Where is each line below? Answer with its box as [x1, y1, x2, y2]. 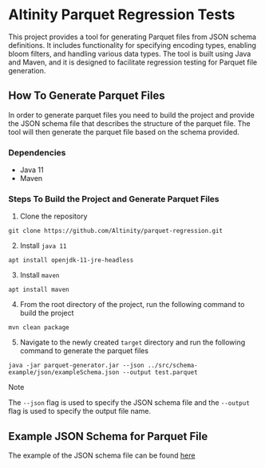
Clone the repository [19, 211, 88, 221]
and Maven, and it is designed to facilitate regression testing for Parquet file [8, 57, 258, 67]
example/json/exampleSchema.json [8, 368, 120, 376]
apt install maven [8, 285, 69, 294]
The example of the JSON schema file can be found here [8, 450, 196, 460]
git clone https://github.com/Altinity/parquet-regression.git [8, 227, 223, 235]
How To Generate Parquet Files [8, 89, 165, 103]
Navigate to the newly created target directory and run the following [19, 337, 246, 348]
